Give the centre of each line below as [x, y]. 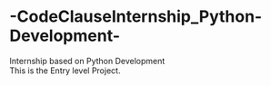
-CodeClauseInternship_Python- [136, 17]
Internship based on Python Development [87, 61]
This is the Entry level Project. [65, 71]
